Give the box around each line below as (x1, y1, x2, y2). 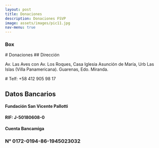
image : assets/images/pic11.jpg (5, 20, 70, 26)
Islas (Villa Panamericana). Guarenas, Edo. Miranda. (5, 66, 109, 73)
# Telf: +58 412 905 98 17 (5, 76, 56, 82)
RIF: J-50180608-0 (5, 115, 45, 120)
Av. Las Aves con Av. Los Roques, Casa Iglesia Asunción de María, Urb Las (5, 61, 154, 67)
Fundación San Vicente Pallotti (5, 104, 68, 109)
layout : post (5, 7, 32, 12)
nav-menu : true (5, 25, 36, 30)
